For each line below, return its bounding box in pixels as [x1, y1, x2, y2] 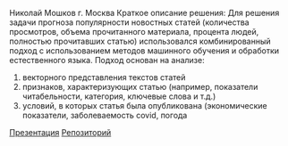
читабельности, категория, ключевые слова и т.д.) [21, 91, 216, 101]
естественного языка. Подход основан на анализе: [9, 55, 205, 65]
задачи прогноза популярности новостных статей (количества [9, 17, 250, 28]
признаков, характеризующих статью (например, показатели [21, 82, 258, 92]
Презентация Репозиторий [9, 127, 112, 137]
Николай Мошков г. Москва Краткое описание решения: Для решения [9, 8, 280, 18]
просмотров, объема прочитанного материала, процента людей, [9, 27, 259, 36]
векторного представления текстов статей [21, 72, 186, 83]
